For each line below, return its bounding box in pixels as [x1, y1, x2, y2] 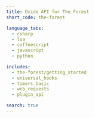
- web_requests [11, 86, 50, 92]
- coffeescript [11, 42, 50, 48]
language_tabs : [6, 25, 44, 31]
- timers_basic [11, 80, 50, 87]
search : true [6, 102, 39, 108]
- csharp [11, 31, 33, 37]
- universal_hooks [11, 75, 58, 81]
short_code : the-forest [6, 14, 66, 20]
